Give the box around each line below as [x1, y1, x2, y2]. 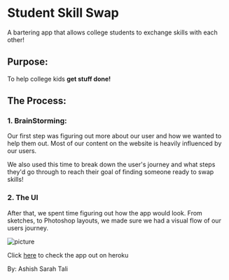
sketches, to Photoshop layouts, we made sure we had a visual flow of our [7, 216, 222, 225]
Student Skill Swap [7, 5, 119, 21]
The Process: [7, 95, 67, 107]
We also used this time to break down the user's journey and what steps [7, 160, 216, 169]
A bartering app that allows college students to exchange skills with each [7, 28, 218, 36]
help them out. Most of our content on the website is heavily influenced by [7, 139, 222, 148]
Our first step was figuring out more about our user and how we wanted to [7, 132, 222, 140]
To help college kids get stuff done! [7, 74, 111, 83]
